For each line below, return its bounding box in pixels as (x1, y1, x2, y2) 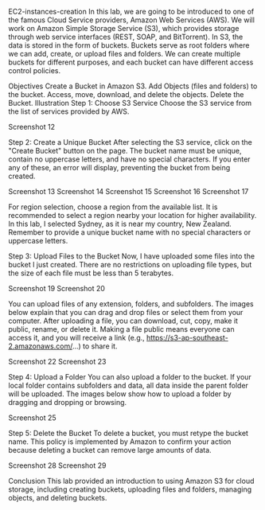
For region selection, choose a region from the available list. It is (8, 202, 218, 212)
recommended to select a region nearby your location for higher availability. (8, 211, 257, 220)
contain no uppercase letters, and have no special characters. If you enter (8, 154, 251, 164)
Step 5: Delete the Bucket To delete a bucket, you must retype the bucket (8, 429, 249, 438)
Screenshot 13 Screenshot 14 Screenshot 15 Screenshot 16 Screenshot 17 (8, 187, 249, 196)
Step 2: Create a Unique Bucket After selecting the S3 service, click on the (8, 138, 252, 146)
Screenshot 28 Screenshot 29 (8, 461, 107, 470)
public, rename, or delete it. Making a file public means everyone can (8, 325, 235, 333)
